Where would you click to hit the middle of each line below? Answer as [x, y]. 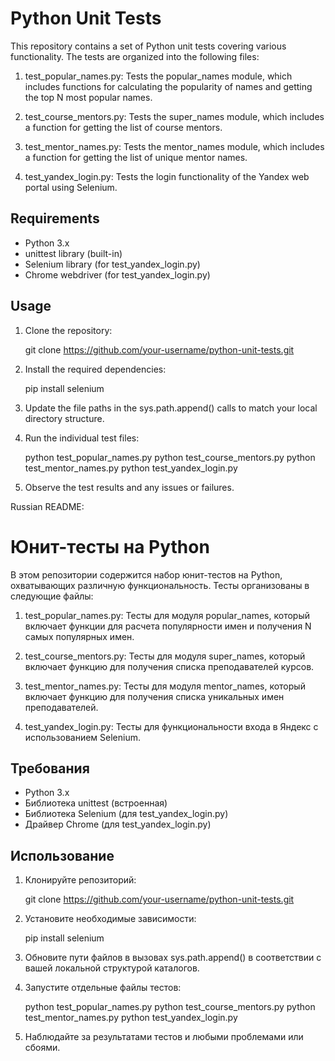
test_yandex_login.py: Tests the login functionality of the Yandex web [167, 176]
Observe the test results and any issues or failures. [129, 487]
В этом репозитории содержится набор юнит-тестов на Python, [146, 574]
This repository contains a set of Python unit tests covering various [148, 46]
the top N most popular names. [88, 97]
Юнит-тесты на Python [110, 546]
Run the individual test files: [82, 438]
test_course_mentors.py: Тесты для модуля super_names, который [165, 656]
